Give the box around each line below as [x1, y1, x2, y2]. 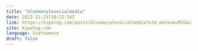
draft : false [6, 36, 38, 42]
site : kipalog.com [6, 25, 51, 31]
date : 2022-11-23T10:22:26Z [6, 14, 75, 20]
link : [6, 19, 19, 25]
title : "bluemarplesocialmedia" [6, 8, 85, 15]
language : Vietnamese [6, 30, 60, 36]
